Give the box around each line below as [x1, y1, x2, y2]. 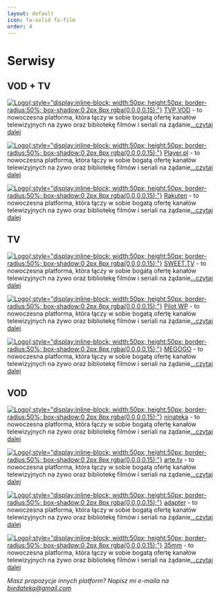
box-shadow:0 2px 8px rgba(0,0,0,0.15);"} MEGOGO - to [43, 345, 203, 353]
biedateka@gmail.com [7, 584, 72, 592]
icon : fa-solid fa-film [7, 17, 76, 24]
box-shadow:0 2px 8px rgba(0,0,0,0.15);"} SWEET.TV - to [43, 259, 207, 268]
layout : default [7, 10, 54, 17]
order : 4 [7, 23, 33, 30]
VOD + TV [7, 80, 51, 92]
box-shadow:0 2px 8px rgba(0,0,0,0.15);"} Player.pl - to [43, 149, 201, 157]
